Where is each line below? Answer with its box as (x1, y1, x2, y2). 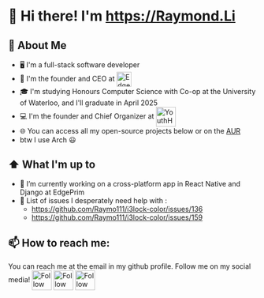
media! (8, 274, 31, 284)
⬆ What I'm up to (8, 158, 96, 172)
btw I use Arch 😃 (19, 135, 76, 145)
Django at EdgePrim (19, 187, 85, 197)
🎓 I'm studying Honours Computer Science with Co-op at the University (19, 87, 256, 96)
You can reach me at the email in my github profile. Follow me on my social (8, 261, 251, 271)
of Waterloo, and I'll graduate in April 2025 (19, 98, 158, 108)
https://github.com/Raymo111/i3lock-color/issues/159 (31, 213, 203, 222)
